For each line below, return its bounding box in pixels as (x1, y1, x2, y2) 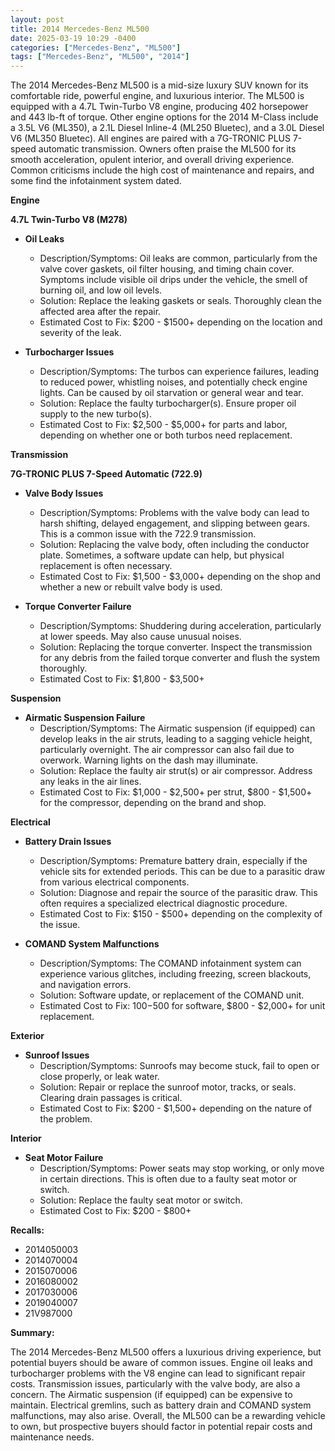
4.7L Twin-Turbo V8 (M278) (10, 214, 128, 226)
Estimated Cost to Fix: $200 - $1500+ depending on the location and (39, 316, 323, 328)
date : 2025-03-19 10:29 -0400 (10, 33, 137, 43)
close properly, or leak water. (39, 1071, 160, 1083)
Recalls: (10, 1224, 45, 1236)
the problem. (39, 1113, 93, 1125)
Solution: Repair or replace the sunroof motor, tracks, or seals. (39, 1081, 297, 1093)
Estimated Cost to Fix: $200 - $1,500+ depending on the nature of (39, 1102, 313, 1115)
